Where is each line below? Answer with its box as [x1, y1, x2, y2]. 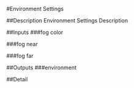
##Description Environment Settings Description [6, 17, 128, 24]
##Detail [6, 76, 28, 83]
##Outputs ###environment [6, 64, 76, 71]
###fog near [6, 41, 38, 47]
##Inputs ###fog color [6, 29, 64, 36]
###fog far [6, 52, 34, 59]
